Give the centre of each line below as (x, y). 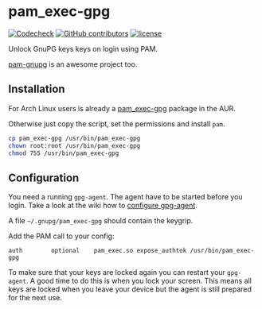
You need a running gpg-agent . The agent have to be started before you (125, 197)
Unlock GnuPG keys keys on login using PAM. (83, 48)
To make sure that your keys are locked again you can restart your (117, 272)
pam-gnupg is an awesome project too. (73, 64)
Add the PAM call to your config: (61, 236)
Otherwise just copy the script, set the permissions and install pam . (117, 124)
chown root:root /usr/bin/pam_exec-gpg (74, 145)
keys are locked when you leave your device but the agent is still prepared (130, 289)
